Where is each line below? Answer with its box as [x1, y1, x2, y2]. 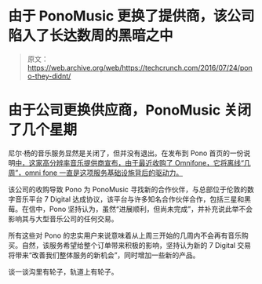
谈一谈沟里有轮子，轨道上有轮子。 [8, 267, 118, 276]
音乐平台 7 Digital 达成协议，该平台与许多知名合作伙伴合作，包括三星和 [14, 194, 245, 204]
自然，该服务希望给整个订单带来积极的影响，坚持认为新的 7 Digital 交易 [21, 240, 252, 249]
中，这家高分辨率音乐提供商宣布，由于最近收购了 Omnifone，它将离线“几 [15, 158, 251, 167]
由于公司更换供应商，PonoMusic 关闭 [8, 101, 252, 119]
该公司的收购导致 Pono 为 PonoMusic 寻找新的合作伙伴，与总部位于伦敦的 [8, 184, 248, 194]
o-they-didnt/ [27, 71, 71, 81]
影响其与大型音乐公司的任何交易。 [8, 213, 118, 224]
